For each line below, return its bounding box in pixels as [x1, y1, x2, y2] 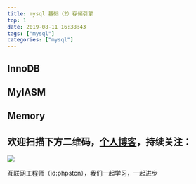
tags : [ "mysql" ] [7, 29, 55, 37]
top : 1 [7, 17, 27, 24]
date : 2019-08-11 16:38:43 [7, 23, 86, 30]
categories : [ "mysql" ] [7, 37, 74, 44]
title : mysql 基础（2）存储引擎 [7, 10, 93, 18]
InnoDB [7, 63, 40, 74]
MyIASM [7, 86, 46, 98]
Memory [7, 110, 46, 122]
